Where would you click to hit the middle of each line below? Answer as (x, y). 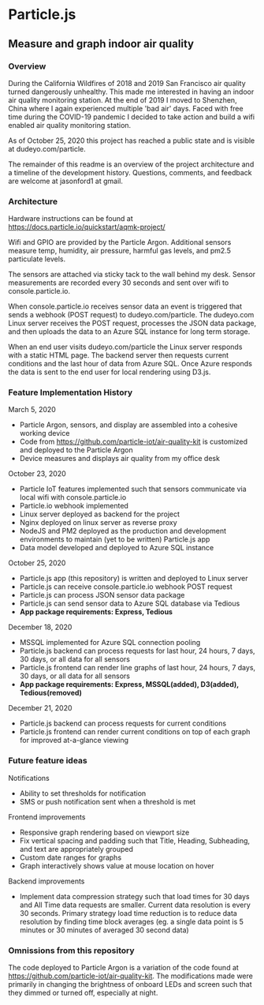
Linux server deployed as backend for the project (99, 514)
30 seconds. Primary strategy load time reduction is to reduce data (128, 913)
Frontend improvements (47, 817)
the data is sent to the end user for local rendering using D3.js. (110, 372)
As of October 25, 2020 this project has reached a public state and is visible (132, 141)
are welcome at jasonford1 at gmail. (66, 181)
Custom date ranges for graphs (71, 857)
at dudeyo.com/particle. (47, 148)
